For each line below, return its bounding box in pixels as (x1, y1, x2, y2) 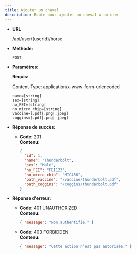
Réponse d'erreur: (12, 195, 51, 201)
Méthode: (12, 45, 33, 51)
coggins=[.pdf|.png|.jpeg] (12, 115, 69, 120)
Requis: (12, 73, 29, 79)
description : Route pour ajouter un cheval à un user (5, 12, 120, 17)
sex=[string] (12, 98, 40, 103)
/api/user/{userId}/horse (12, 36, 63, 42)
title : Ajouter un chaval (5, 7, 59, 13)
